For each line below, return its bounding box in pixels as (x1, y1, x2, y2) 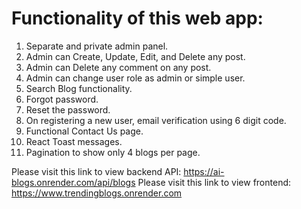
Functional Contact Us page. (25, 125, 144, 137)
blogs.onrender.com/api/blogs (11, 176, 136, 188)
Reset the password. (25, 103, 111, 116)
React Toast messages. (25, 135, 123, 147)
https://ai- (183, 165, 225, 177)
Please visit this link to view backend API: (11, 165, 182, 177)
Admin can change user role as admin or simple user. (25, 72, 246, 84)
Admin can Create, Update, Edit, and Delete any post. (25, 50, 246, 62)
